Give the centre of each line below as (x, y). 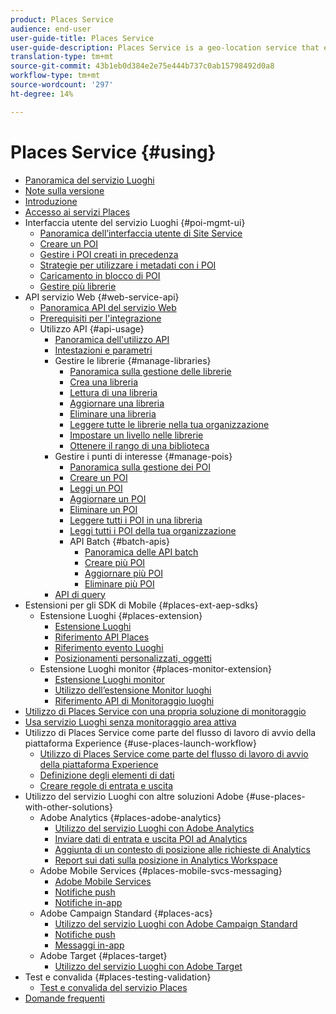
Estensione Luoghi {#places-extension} (121, 615)
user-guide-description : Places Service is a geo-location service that (165, 47)
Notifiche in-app (88, 902)
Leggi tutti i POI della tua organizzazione (153, 530)
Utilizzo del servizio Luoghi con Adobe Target (148, 966)
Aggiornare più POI (123, 573)
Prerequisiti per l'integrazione (100, 318)
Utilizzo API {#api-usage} (92, 328)
